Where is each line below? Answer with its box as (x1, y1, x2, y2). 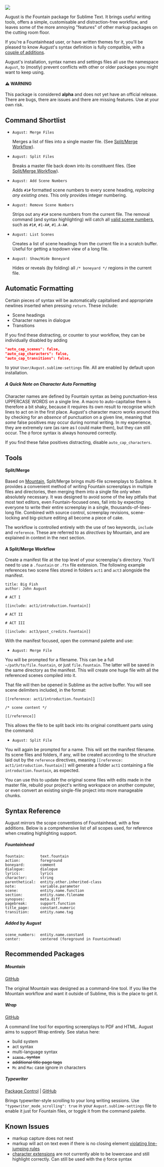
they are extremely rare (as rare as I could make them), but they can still (5, 425, 150, 431)
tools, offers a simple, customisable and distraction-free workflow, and (5, 19, 148, 25)
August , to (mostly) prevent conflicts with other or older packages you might (5, 64, 158, 70)
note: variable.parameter (5, 884, 80, 889)
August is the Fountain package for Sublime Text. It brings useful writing (5, 14, 151, 20)
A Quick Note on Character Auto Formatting (5, 381, 96, 387)
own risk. (5, 102, 23, 108)
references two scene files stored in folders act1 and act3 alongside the (5, 567, 150, 573)
